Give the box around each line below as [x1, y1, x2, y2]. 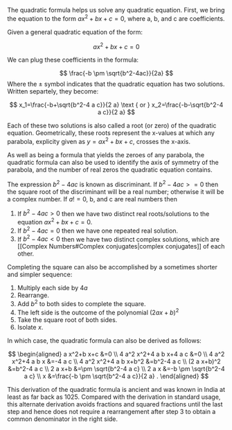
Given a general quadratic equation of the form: [7, 28, 143, 36]
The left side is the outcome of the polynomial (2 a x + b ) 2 [17, 307, 179, 316]
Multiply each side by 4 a [17, 284, 88, 292]
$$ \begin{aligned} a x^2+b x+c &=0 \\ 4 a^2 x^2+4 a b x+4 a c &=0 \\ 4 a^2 [8, 350, 225, 358]
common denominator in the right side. [7, 415, 118, 423]
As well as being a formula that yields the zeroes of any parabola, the [7, 150, 205, 159]
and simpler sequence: [7, 270, 73, 279]
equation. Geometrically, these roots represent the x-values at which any [7, 129, 215, 137]
